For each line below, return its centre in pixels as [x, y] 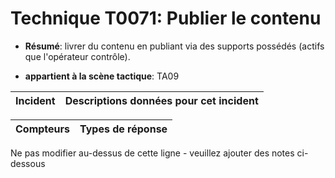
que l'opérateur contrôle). [77, 56]
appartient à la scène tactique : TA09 [102, 76]
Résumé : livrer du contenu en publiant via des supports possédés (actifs [174, 46]
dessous [28, 163]
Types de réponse [123, 129]
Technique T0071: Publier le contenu [166, 18]
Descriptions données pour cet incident [161, 100]
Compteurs [43, 129]
